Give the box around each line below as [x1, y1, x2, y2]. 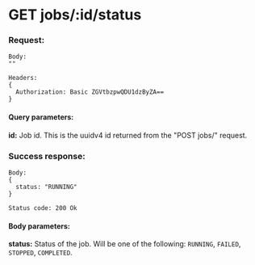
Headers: [8, 74, 38, 82]
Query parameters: [8, 112, 74, 122]
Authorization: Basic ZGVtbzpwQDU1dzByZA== [15, 88, 164, 96]
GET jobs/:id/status [8, 6, 142, 24]
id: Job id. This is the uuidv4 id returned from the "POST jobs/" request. [8, 130, 248, 140]
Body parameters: [8, 221, 70, 231]
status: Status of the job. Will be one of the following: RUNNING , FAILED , [8, 239, 241, 249]
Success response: [8, 150, 86, 162]
